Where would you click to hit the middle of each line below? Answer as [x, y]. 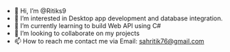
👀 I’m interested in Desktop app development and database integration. [118, 18]
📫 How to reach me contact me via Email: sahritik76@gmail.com [109, 41]
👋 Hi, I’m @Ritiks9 [40, 11]
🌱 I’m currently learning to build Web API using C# [88, 26]
